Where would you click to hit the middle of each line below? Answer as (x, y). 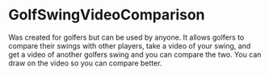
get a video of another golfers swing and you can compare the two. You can (135, 54)
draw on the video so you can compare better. (85, 63)
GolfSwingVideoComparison (107, 15)
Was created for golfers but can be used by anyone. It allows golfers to (126, 37)
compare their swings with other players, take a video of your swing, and (130, 45)
